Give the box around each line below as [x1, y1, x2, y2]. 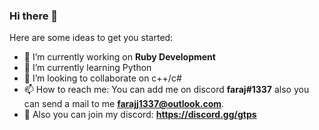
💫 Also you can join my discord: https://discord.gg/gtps [23, 109, 257, 121]
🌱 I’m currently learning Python [23, 62, 152, 74]
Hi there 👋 [9, 9, 59, 23]
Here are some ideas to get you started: [9, 32, 174, 44]
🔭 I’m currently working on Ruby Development [23, 51, 216, 63]
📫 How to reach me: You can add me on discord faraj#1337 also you [23, 84, 310, 96]
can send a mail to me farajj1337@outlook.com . [23, 98, 225, 110]
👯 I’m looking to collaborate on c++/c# [23, 72, 182, 84]
